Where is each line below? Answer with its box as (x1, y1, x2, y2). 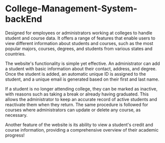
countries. (5, 50, 26, 57)
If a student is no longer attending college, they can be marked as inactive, (5, 86, 158, 92)
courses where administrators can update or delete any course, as (5, 107, 141, 113)
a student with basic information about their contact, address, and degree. (5, 65, 157, 72)
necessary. (5, 112, 28, 118)
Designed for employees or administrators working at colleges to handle (5, 30, 153, 36)
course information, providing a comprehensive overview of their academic (5, 127, 159, 133)
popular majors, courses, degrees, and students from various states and (5, 46, 153, 51)
